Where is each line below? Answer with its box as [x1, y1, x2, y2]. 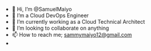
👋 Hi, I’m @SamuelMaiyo [11, 6, 73, 12]
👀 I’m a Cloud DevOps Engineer [11, 12, 89, 19]
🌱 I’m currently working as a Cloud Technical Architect [11, 18, 145, 25]
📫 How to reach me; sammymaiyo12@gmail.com [11, 31, 132, 38]
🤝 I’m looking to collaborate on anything [11, 24, 109, 31]
